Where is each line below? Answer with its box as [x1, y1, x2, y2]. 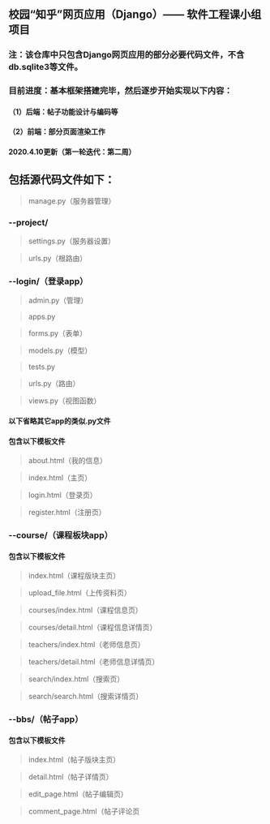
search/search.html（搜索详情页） [28, 692, 144, 702]
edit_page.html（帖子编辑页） [28, 789, 128, 799]
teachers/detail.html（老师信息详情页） [28, 657, 160, 667]
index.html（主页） [28, 473, 92, 483]
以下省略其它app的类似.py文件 [8, 416, 111, 426]
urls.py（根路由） [28, 254, 88, 264]
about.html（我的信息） [28, 456, 108, 466]
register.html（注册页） [28, 508, 106, 517]
